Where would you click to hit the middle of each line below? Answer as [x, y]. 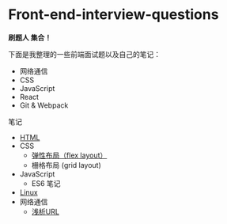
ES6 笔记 [46, 183]
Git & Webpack [44, 105]
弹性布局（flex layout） [69, 155]
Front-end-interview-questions [114, 15]
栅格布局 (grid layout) [66, 165]
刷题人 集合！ [30, 37]
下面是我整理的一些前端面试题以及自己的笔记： [84, 54]
